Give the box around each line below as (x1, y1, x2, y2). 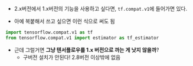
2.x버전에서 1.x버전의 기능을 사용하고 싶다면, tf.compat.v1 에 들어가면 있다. (14, 5, 188, 12)
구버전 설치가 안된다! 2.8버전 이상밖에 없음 (22, 54, 121, 61)
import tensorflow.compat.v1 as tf (5, 29, 93, 35)
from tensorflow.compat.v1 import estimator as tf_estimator (5, 35, 159, 41)
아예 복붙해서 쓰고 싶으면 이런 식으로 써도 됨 (14, 18, 116, 25)
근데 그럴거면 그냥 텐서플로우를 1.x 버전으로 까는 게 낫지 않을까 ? (14, 46, 159, 53)
